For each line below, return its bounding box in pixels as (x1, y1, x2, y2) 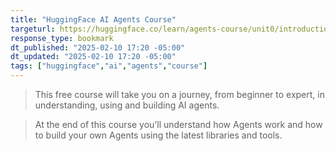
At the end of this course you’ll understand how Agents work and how (34, 119, 323, 130)
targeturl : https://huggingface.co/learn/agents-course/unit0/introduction (10, 24, 333, 34)
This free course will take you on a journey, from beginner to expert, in (34, 89, 325, 100)
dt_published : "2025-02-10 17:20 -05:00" (10, 42, 186, 53)
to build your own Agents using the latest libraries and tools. (34, 129, 283, 141)
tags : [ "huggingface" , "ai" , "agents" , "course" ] (10, 61, 208, 71)
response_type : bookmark (10, 33, 114, 43)
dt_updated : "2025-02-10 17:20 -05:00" (10, 52, 177, 62)
